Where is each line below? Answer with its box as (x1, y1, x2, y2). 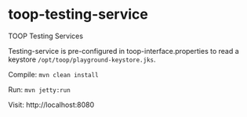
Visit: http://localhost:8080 (8, 100, 95, 109)
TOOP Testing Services (8, 31, 84, 41)
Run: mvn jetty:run (8, 84, 71, 94)
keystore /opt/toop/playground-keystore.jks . (8, 55, 156, 64)
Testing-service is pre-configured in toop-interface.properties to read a (8, 46, 239, 55)
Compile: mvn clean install (8, 69, 100, 79)
